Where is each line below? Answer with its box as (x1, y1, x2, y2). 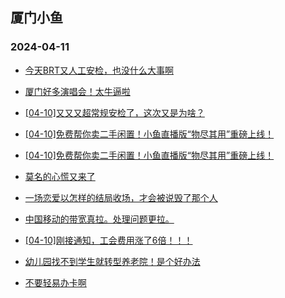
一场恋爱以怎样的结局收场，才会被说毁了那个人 (24, 191, 218, 203)
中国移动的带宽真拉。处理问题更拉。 (24, 213, 175, 225)
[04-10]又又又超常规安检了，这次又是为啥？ (24, 106, 205, 118)
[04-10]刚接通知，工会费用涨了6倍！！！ (24, 234, 193, 246)
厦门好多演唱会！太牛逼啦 (24, 85, 131, 97)
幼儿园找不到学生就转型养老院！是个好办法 (24, 255, 201, 267)
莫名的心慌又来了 (24, 170, 96, 182)
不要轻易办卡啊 (24, 276, 87, 288)
